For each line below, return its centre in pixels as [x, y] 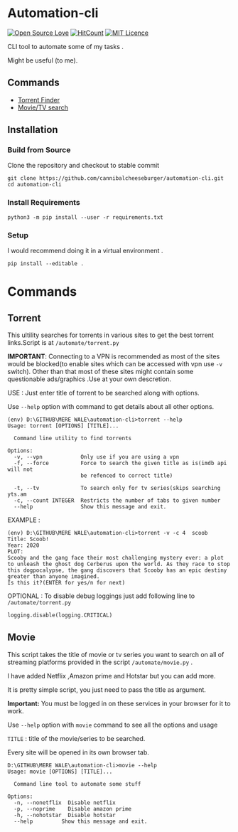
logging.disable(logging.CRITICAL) [60, 615]
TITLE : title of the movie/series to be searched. [76, 738]
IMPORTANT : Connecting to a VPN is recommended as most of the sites [114, 356]
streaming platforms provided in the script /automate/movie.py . [100, 662]
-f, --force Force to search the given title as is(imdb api [120, 464]
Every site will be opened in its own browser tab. [78, 752]
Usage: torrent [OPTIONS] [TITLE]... [63, 426]
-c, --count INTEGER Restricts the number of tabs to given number [117, 501]
